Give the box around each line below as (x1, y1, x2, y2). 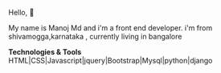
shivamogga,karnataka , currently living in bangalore (8, 32, 182, 41)
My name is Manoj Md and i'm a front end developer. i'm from (8, 23, 213, 32)
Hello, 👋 (8, 8, 35, 17)
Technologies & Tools (8, 47, 82, 56)
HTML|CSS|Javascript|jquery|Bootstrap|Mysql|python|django (8, 56, 213, 65)
